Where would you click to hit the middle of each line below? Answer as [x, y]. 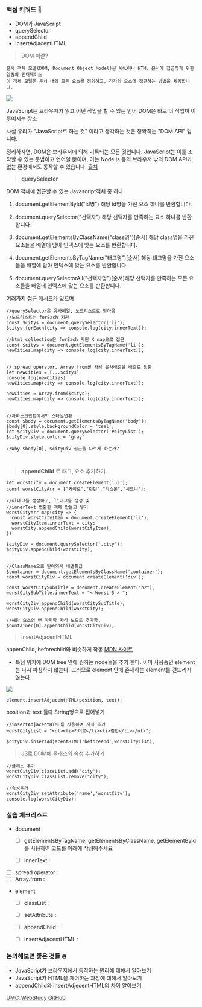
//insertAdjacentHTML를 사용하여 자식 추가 [56, 725]
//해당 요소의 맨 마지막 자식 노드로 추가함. [54, 621]
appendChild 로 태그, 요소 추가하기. [64, 472]
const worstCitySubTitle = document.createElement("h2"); [80, 588]
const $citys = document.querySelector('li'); [66, 323]
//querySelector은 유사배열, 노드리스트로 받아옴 [61, 311]
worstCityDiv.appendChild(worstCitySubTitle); [66, 604]
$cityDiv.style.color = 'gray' [46, 437]
